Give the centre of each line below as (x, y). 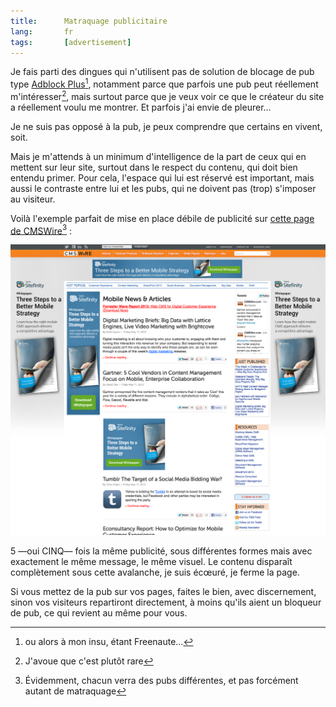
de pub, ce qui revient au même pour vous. (99, 613)
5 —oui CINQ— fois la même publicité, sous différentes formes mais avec (161, 551)
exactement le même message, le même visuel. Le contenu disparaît (151, 562)
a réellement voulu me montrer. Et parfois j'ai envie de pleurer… (141, 107)
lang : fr (42, 31)
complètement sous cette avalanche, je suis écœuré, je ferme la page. (155, 572)
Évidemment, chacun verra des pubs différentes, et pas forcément (161, 681)
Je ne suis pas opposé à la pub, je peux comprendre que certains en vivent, (166, 126)
